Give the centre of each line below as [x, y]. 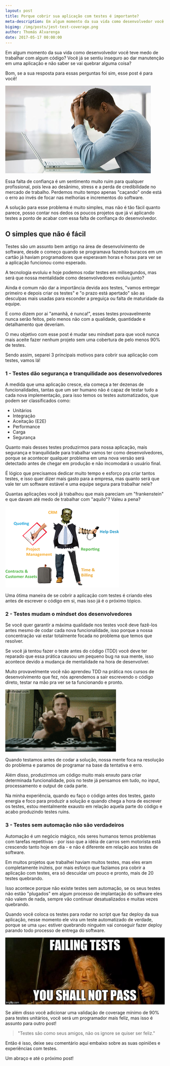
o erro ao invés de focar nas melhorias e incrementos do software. [75, 197]
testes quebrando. [24, 878]
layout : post [19, 11]
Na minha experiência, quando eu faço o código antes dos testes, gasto [80, 796]
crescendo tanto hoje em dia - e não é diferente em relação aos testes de [82, 847]
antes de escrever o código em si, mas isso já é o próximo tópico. [74, 601]
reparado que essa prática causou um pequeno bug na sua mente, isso [79, 656]
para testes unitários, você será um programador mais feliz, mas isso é [79, 1018]
